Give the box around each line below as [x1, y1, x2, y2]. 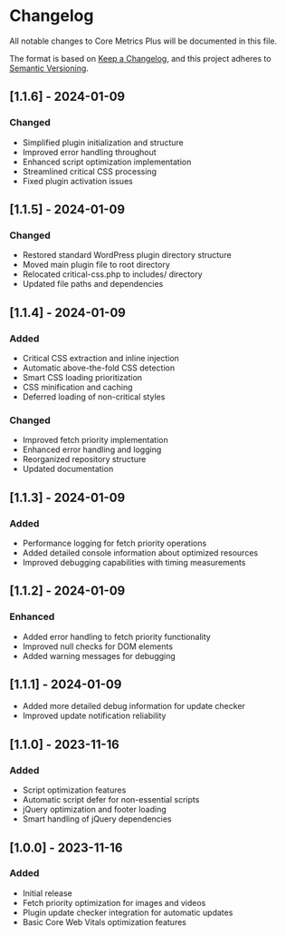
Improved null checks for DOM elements [22, 641, 174, 652]
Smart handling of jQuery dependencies [22, 813, 172, 824]
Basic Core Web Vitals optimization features [22, 916, 187, 927]
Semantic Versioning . [9, 63, 89, 74]
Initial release [22, 887, 72, 899]
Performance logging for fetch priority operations [22, 537, 207, 548]
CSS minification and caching [22, 382, 133, 392]
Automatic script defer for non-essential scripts [22, 794, 200, 805]
